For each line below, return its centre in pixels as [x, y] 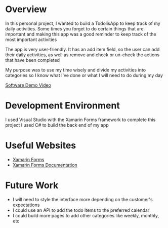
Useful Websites [41, 146]
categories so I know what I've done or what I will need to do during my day [84, 75]
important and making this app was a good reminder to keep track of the [81, 34]
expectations [26, 205]
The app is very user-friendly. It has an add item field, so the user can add [82, 49]
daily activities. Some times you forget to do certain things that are [74, 28]
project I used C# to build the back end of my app [57, 125]
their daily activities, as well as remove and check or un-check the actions [82, 55]
